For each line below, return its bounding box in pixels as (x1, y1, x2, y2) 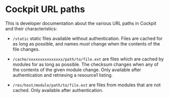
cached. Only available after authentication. (12, 87, 104, 93)
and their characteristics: (5, 25, 57, 31)
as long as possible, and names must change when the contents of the (12, 40, 160, 46)
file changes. (12, 46, 40, 52)
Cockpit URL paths (5, 4, 85, 15)
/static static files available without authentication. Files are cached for (12, 35, 163, 41)
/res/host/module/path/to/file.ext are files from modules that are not (12, 82, 161, 88)
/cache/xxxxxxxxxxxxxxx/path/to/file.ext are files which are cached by (12, 56, 164, 62)
